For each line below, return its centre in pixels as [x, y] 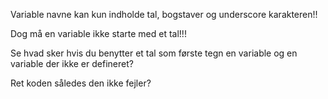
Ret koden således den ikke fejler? [81, 83]
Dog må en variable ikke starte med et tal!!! [98, 33]
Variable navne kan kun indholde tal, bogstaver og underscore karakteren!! [164, 14]
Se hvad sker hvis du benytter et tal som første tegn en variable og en [154, 53]
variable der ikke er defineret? [72, 63]
